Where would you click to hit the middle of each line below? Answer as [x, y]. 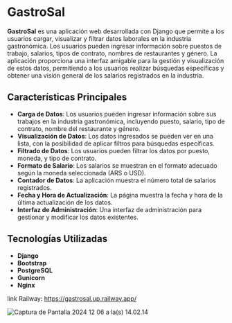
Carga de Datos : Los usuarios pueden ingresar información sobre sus [117, 114]
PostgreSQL [35, 270]
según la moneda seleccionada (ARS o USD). [82, 173]
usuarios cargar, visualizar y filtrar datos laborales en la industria [99, 38]
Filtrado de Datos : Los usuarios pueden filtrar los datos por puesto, [113, 150]
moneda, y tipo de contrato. [57, 158]
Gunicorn [31, 277]
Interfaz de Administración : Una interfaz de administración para [109, 209]
